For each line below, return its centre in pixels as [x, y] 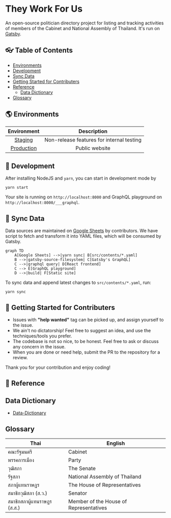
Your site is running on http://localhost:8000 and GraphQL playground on [84, 197]
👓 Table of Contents [39, 51]
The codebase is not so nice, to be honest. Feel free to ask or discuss [85, 341]
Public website [93, 148]
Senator [78, 493]
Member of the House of [98, 502]
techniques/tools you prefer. [42, 336]
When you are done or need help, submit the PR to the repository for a [86, 352]
